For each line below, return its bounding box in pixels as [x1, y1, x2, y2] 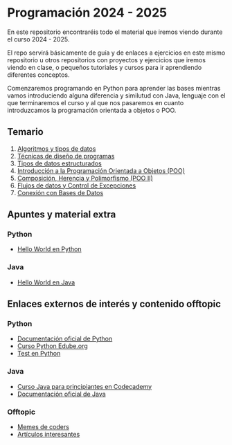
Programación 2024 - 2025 [7, 5, 168, 21]
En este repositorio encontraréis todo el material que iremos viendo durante [7, 28, 223, 36]
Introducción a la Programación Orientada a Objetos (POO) [17, 166, 186, 174]
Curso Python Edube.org [17, 342, 88, 350]
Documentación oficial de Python [17, 334, 113, 343]
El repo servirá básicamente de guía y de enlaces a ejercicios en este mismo [7, 48, 226, 57]
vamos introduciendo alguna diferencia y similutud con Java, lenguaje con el [7, 91, 226, 100]
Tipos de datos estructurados [17, 159, 102, 167]
